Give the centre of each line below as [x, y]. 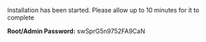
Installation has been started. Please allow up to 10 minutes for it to [103, 10]
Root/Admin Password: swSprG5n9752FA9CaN [76, 31]
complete [21, 17]
